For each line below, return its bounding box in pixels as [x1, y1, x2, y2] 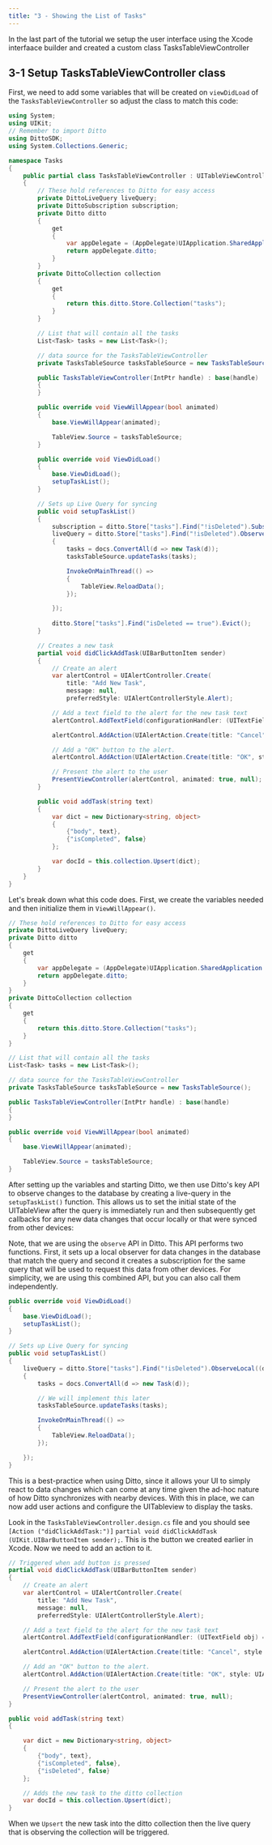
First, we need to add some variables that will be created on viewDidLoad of [8, 87, 259, 97]
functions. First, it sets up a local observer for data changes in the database [8, 1246, 261, 1256]
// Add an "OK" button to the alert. [23, 1663, 151, 1671]
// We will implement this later [37, 1394, 151, 1402]
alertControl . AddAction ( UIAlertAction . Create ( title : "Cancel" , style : [23, 1648, 266, 1656]
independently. [8, 1281, 58, 1291]
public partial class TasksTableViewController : [23, 172, 194, 180]
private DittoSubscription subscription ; [37, 202, 180, 211]
